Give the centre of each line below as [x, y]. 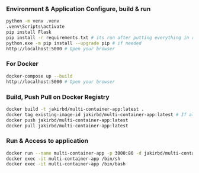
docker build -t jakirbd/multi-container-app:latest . [75, 109]
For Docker [22, 64]
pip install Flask [29, 32]
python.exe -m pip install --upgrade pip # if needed [74, 43]
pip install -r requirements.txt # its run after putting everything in [98, 37]
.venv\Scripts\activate [36, 27]
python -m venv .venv [33, 21]
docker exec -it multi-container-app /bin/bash [66, 164]
